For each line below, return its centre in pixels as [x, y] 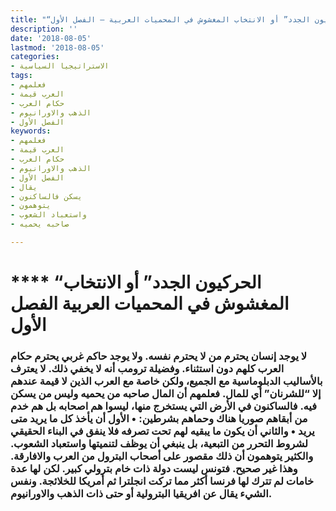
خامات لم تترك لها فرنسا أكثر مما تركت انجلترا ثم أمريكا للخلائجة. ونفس [162, 481]
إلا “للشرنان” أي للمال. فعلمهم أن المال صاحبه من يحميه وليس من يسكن [166, 393]
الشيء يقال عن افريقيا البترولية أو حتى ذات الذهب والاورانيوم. [141, 493]
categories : [35, 57]
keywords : [31, 131]
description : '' [44, 29]
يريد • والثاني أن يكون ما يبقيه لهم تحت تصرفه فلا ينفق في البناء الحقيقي [162, 431]
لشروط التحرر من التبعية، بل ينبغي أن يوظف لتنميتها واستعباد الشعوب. [159, 443]
